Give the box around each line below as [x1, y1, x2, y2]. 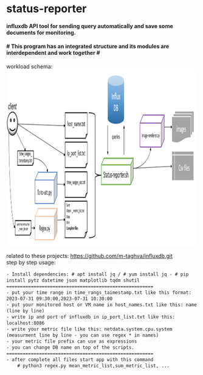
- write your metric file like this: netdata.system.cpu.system [6, 326, 173, 332]
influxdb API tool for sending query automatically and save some [6, 22, 173, 29]
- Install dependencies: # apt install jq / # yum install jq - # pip [6, 271, 189, 277]
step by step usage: [6, 259, 56, 266]
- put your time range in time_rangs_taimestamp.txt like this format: [6, 289, 191, 296]
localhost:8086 [6, 320, 45, 326]
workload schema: [6, 63, 53, 70]
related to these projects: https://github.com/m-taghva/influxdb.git [6, 252, 173, 259]
